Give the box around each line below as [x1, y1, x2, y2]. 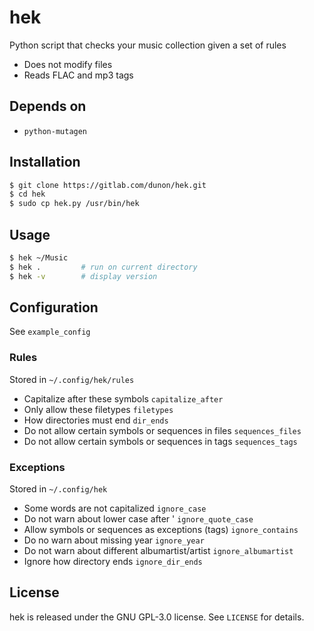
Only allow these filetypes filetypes [23, 403, 174, 415]
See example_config [9, 326, 91, 338]
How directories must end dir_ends [23, 414, 169, 426]
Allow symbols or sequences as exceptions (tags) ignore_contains [23, 524, 299, 536]
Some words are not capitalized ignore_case [23, 502, 207, 515]
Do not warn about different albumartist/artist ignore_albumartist [23, 545, 294, 557]
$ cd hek [9, 189, 46, 200]
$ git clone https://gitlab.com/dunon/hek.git [9, 180, 207, 190]
